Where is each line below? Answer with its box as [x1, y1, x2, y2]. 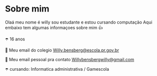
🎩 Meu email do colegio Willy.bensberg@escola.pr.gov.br [5, 47, 119, 53]
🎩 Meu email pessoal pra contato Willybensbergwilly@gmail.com [5, 56, 134, 62]
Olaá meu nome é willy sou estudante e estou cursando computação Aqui [5, 19, 153, 25]
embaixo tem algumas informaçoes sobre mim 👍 [5, 25, 103, 30]
